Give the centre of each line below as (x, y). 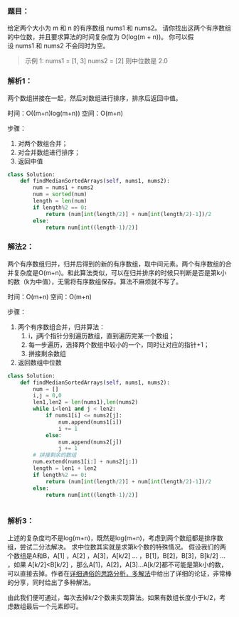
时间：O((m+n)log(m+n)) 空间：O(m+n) (65, 113)
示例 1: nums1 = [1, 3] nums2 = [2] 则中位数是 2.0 (96, 61)
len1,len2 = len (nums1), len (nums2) (86, 402)
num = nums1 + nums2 (63, 188)
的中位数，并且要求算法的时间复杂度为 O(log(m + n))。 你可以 (98, 37)
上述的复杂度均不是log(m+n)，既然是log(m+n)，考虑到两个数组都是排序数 (115, 537)
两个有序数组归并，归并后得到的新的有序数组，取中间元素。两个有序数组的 (116, 264)
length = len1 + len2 (65, 468)
